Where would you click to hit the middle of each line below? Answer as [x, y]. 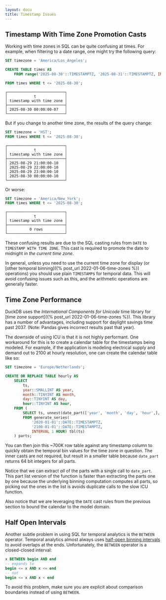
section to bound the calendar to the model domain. [58, 507]
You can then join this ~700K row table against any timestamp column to [79, 445]
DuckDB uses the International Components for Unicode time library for [78, 312]
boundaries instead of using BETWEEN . [42, 592]
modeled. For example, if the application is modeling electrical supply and [80, 348]
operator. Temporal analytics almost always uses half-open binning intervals [83, 540]
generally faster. [22, 284]
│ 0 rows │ [36, 229]
